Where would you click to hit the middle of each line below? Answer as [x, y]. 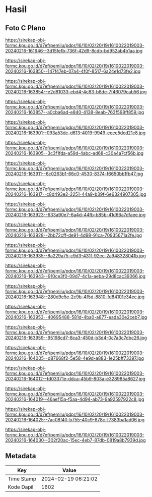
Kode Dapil [21, 487]
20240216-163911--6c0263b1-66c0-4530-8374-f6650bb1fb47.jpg [74, 174]
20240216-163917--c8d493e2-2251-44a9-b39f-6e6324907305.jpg [76, 194]
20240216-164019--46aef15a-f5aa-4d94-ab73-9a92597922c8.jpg [75, 399]
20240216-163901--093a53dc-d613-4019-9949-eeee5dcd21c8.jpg [75, 133]
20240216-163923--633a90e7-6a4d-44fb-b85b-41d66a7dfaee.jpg [75, 215]
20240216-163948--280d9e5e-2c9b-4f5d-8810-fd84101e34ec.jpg [75, 297]
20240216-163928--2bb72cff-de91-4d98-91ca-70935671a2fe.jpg [74, 235]
